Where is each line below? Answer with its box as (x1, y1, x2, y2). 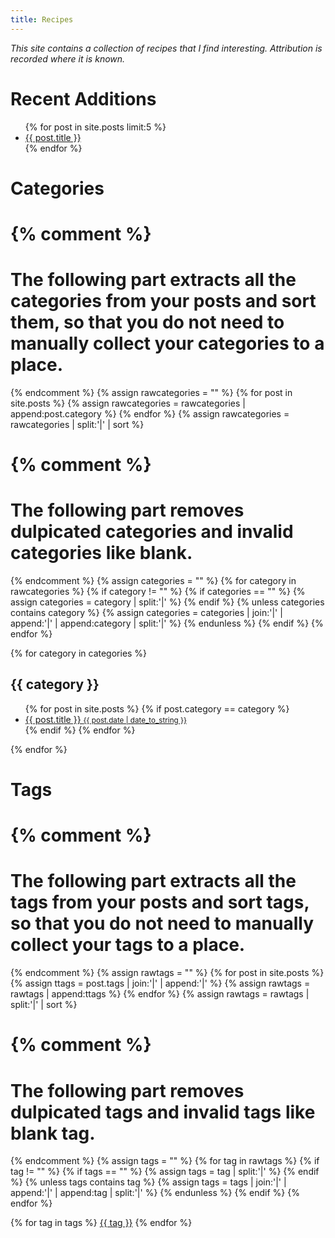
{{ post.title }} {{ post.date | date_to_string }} (24, 713, 187, 725)
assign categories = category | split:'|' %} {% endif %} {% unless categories (10, 596, 325, 608)
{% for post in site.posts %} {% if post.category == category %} (24, 702, 290, 715)
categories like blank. (10, 542, 193, 565)
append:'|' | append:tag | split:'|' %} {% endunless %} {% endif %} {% (10, 1187, 300, 1199)
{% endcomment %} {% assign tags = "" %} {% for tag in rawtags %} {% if (10, 1155, 320, 1167)
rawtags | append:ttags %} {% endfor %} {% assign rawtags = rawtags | (10, 988, 310, 1000)
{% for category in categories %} (10, 647, 148, 659)
